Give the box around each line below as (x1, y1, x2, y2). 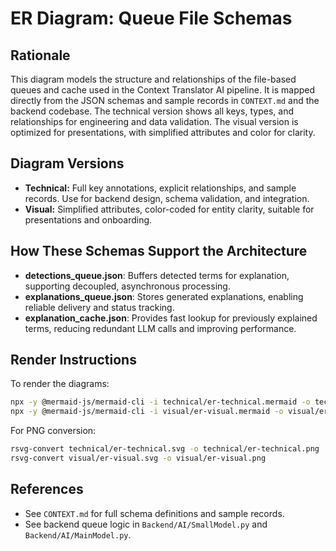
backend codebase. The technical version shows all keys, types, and (10, 105, 294, 117)
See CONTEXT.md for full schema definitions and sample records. (24, 507, 285, 519)
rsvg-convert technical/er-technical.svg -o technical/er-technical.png (10, 444, 320, 454)
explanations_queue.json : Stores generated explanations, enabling (24, 290, 304, 302)
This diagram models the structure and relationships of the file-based (10, 73, 297, 85)
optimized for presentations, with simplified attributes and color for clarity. (10, 127, 316, 138)
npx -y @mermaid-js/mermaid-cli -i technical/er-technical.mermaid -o (10, 397, 311, 407)
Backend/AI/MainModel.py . (24, 528, 132, 541)
